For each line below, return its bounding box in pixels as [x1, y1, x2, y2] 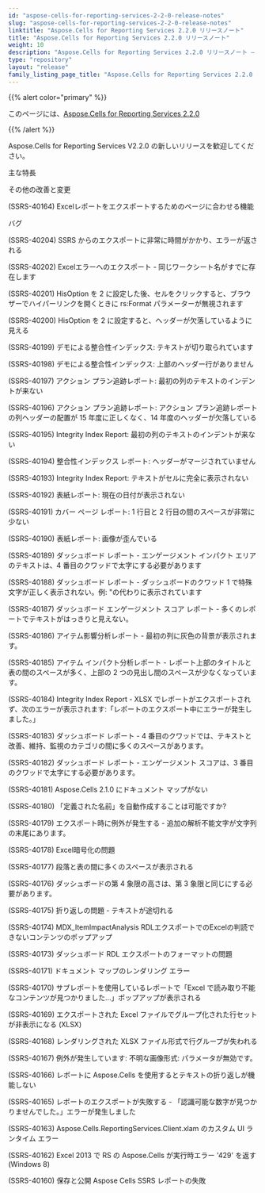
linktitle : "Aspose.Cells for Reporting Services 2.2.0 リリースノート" [8, 26, 244, 34]
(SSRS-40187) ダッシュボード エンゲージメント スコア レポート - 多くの [8, 604, 243, 613]
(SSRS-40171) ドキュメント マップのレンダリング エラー [8, 965, 191, 976]
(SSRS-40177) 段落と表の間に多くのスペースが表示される [8, 861, 194, 871]
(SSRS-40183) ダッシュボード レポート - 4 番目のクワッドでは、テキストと [8, 731, 252, 740]
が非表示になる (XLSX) [8, 1019, 82, 1029]
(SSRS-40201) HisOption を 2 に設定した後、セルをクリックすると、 [8, 289, 231, 298]
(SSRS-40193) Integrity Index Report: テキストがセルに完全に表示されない [8, 473, 249, 482]
